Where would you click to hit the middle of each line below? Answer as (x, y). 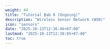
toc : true (16, 39)
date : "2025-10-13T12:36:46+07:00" (43, 29)
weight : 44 (17, 10)
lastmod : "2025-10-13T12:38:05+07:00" (46, 34)
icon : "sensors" (22, 24)
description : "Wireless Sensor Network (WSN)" (55, 19)
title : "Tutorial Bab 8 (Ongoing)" (43, 15)
